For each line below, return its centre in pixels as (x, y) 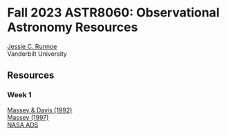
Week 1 (20, 95)
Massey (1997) (28, 117)
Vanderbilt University (37, 54)
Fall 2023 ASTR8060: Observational (113, 13)
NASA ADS (23, 125)
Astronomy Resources (73, 27)
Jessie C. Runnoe (32, 46)
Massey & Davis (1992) (40, 110)
